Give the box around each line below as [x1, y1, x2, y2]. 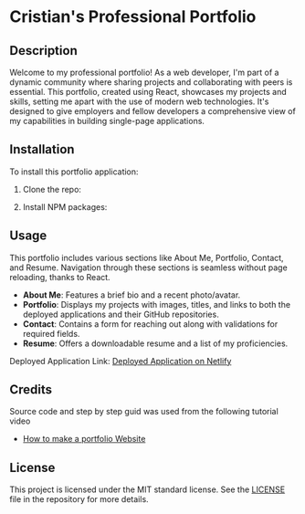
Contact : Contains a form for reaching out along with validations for [22, 318, 279, 330]
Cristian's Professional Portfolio [9, 6, 257, 27]
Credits [9, 382, 53, 398]
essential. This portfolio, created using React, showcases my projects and [9, 87, 288, 97]
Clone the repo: [22, 184, 82, 194]
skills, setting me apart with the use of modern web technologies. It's [9, 96, 269, 107]
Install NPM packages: [22, 201, 108, 212]
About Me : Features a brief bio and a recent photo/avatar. [22, 289, 241, 300]
